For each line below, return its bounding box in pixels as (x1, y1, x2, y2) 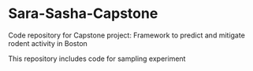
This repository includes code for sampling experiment (8, 54, 186, 63)
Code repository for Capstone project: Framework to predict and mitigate (8, 30, 246, 40)
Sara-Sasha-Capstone (8, 5, 158, 23)
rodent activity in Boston (8, 38, 88, 48)
